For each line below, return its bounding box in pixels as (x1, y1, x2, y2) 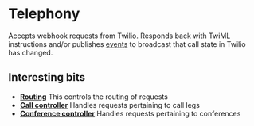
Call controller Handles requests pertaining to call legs (19, 100, 201, 109)
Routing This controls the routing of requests (19, 92, 169, 101)
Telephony (8, 5, 80, 23)
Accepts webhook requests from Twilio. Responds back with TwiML (8, 31, 231, 40)
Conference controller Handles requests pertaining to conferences (19, 109, 241, 118)
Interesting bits (8, 71, 86, 84)
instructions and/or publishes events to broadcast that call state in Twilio (8, 39, 246, 48)
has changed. (8, 48, 53, 57)
